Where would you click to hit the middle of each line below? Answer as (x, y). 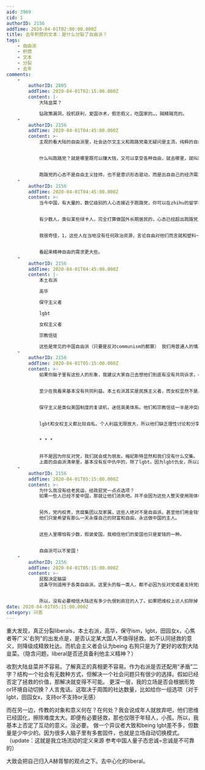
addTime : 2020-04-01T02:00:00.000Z (52, 29)
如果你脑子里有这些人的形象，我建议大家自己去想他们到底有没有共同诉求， (118, 375)
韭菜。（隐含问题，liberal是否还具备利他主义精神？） (72, 654)
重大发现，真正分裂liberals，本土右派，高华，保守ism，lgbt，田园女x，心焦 (101, 630)
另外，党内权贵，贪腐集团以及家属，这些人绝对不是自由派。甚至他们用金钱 (118, 513)
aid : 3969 (19, 12)
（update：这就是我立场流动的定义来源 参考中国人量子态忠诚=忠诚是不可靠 (101, 740)
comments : (19, 74)
